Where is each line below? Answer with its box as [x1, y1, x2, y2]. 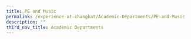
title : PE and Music [6, 8, 57, 14]
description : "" [6, 19, 46, 25]
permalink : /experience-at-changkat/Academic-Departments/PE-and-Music [6, 14, 185, 19]
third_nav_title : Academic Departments [6, 24, 104, 30]
